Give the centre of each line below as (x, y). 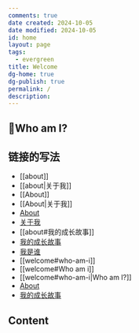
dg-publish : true (37, 81)
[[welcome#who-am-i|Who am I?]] (75, 278)
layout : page (29, 45)
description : (29, 96)
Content (29, 320)
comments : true (33, 15)
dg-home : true (31, 74)
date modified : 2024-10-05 (52, 30)
